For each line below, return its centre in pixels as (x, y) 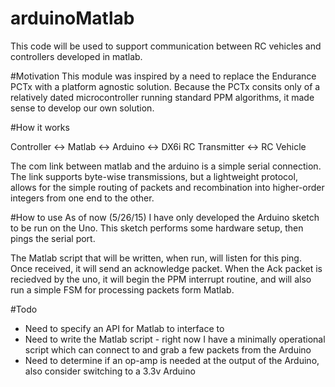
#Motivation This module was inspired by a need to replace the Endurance (163, 76)
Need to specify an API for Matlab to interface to (124, 328)
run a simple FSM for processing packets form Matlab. (122, 289)
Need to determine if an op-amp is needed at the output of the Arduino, (172, 360)
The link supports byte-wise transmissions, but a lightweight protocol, (154, 176)
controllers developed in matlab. (76, 56)
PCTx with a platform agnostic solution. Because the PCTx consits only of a (165, 86)
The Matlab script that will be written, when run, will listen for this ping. (156, 258)
